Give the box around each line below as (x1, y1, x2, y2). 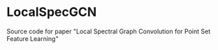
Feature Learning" (6, 34, 59, 42)
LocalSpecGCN (6, 4, 97, 20)
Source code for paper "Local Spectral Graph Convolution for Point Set (6, 27, 211, 35)
